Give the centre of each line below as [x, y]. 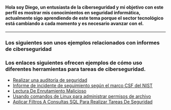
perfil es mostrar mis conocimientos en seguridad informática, [73, 12]
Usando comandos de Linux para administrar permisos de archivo [82, 96]
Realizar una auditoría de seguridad [50, 80]
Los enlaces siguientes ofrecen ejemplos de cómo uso [74, 63]
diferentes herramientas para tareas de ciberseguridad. [76, 69]
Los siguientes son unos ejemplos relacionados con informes [83, 43]
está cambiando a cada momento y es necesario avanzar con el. [75, 23]
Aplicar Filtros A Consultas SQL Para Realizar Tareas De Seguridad [82, 102]
